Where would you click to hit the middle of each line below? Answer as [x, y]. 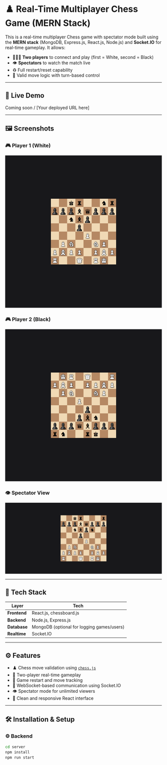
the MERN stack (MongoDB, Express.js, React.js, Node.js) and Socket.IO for [83, 42]
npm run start [20, 758]
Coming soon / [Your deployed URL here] [47, 108]
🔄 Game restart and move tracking [47, 680]
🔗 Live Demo [25, 95]
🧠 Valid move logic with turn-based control [56, 75]
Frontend [17, 613]
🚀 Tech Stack [26, 592]
